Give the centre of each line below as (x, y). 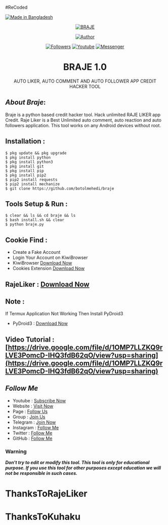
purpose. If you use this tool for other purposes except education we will (83, 468)
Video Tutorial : (30, 339)
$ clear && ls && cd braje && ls (40, 216)
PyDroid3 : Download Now (40, 323)
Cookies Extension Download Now (49, 269)
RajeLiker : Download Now (47, 284)
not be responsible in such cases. (41, 473)
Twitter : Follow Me (32, 433)
